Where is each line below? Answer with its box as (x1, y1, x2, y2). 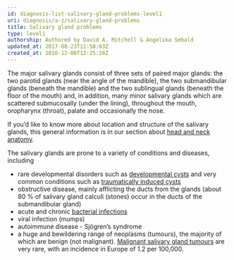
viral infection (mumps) (17, 214, 85, 223)
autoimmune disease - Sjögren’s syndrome (17, 222, 142, 230)
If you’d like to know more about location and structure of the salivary (7, 120, 209, 128)
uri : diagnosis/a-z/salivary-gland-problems (7, 17, 140, 24)
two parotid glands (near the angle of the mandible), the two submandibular (7, 76, 227, 85)
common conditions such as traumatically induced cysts (17, 177, 181, 185)
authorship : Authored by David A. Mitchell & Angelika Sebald (7, 37, 194, 44)
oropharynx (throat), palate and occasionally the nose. (7, 106, 166, 115)
